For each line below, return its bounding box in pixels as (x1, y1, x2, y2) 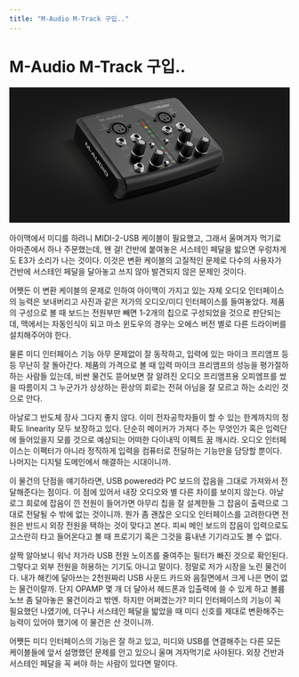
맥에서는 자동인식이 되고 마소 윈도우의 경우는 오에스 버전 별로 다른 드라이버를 (20, 319, 287, 330)
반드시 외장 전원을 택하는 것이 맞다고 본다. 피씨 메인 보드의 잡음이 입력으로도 (25, 520, 289, 531)
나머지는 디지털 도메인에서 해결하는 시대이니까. (9, 457, 172, 468)
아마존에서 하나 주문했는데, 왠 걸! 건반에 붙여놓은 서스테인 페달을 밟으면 (9, 244, 256, 255)
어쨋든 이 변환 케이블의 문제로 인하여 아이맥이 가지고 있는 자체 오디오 (9, 285, 246, 296)
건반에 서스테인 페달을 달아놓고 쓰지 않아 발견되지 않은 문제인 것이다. (9, 266, 246, 277)
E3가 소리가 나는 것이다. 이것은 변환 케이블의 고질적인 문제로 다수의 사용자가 (18, 255, 282, 266)
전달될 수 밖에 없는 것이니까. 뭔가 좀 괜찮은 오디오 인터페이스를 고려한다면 (25, 509, 280, 520)
